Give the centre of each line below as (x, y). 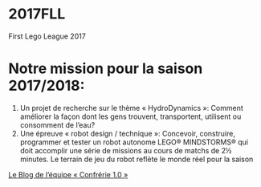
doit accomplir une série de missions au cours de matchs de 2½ (126, 150)
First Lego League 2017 (47, 36)
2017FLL (37, 14)
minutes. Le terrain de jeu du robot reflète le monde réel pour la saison (137, 159)
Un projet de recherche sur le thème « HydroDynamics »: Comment (131, 108)
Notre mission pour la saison (106, 69)
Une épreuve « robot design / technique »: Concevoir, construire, (127, 133)
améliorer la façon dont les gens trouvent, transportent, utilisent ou (130, 116)
